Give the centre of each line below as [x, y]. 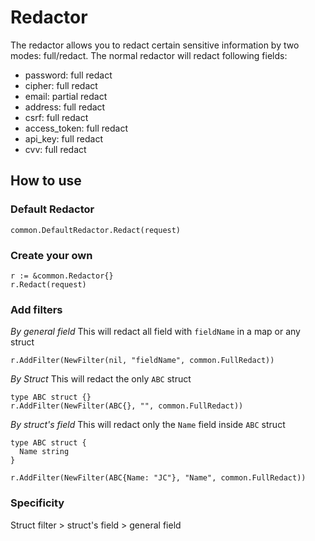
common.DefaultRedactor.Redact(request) [96, 230]
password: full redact [68, 75]
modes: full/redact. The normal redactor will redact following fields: [149, 55]
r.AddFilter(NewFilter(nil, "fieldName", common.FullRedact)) [142, 361]
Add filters [36, 309]
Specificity [37, 503]
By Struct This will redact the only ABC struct [101, 379]
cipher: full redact [61, 85]
